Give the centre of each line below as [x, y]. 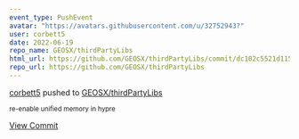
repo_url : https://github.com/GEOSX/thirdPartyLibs [107, 68]
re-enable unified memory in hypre [62, 109]
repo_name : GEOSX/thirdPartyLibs [71, 51]
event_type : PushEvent [51, 17]
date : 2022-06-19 [41, 42]
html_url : [28, 59]
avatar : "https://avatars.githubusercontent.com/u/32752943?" [127, 26]
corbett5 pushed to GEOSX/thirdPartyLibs [86, 92]
